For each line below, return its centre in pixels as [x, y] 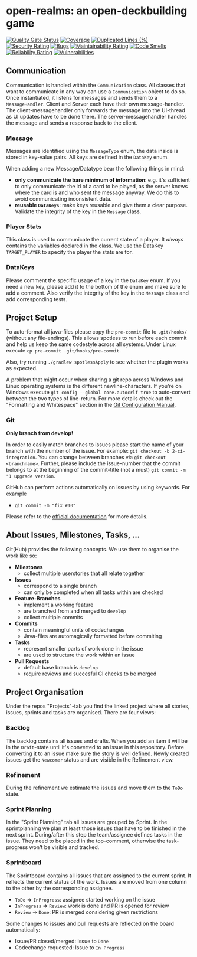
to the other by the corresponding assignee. [60, 888]
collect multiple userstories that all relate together [84, 573]
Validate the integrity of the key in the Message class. [78, 211]
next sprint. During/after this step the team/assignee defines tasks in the [94, 835]
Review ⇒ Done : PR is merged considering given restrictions [86, 912]
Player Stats [24, 227]
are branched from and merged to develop [75, 611]
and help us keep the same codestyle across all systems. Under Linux [91, 344]
